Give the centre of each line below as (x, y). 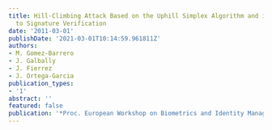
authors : (23, 46)
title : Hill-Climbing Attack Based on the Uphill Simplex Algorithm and (134, 16)
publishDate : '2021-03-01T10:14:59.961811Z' (85, 38)
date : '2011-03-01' (41, 31)
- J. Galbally (32, 61)
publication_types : (41, 83)
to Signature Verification (61, 23)
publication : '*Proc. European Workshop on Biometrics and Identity (126, 114)
